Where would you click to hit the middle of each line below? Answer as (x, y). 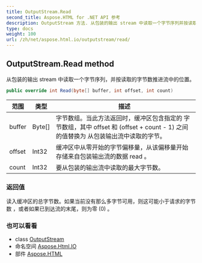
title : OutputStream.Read (38, 12)
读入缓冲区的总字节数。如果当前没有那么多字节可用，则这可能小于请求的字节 (101, 201)
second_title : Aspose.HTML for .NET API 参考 (63, 17)
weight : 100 (21, 34)
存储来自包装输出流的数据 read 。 (103, 156)
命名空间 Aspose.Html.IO (46, 246)
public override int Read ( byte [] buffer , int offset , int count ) (90, 91)
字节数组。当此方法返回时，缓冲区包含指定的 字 (123, 118)
